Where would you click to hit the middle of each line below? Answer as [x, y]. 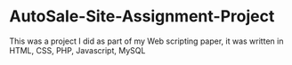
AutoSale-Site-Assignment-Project [142, 16]
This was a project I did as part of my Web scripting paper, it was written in [146, 41]
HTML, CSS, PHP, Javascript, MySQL [77, 50]
